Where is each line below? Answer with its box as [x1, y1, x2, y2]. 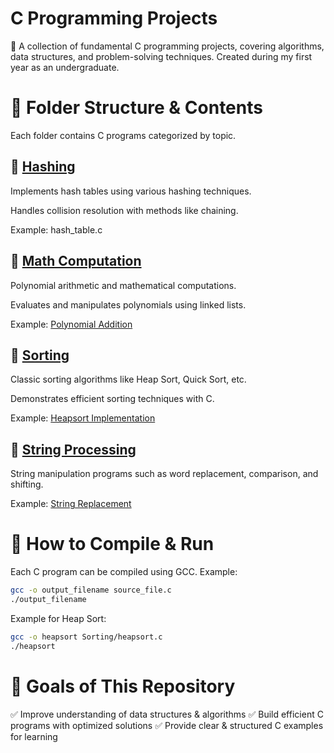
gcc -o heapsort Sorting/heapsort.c [10, 632, 163, 642]
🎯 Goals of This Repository [10, 675, 236, 697]
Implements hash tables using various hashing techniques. [10, 185, 252, 197]
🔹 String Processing [10, 441, 137, 458]
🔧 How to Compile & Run [10, 533, 215, 556]
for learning [10, 730, 58, 742]
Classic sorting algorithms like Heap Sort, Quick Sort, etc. [10, 373, 247, 386]
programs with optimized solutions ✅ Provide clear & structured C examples [10, 719, 324, 731]
